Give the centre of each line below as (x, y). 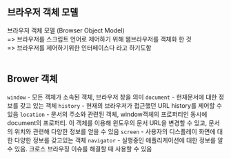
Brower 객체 (32, 79)
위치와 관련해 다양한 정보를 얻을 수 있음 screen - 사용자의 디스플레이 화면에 (115, 131)
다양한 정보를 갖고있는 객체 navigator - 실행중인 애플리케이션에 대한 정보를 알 (119, 140)
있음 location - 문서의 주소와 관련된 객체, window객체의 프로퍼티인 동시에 (107, 114)
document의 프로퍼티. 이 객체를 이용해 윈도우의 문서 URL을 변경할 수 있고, (107, 122)
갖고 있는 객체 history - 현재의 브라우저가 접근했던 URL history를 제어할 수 (121, 105)
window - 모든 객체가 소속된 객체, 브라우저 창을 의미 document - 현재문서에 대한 (112, 97)
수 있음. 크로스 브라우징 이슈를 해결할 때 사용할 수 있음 (80, 149)
